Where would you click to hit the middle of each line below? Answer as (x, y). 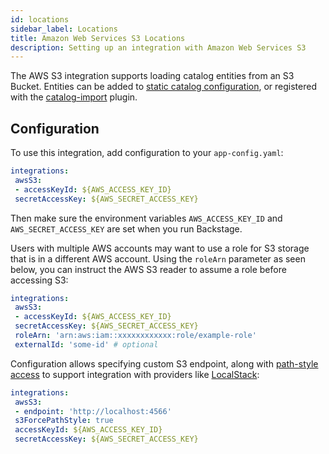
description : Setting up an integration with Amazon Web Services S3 (158, 47)
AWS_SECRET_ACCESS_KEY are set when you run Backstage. (126, 228)
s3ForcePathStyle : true (64, 421)
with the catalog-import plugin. (74, 97)
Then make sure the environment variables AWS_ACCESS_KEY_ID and (146, 218)
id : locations (40, 19)
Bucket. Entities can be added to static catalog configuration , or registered (163, 87)
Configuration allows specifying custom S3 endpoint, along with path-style (164, 363)
